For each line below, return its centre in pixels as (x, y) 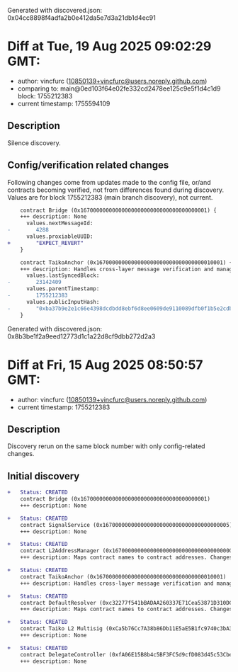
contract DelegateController (63, 654)
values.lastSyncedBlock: (63, 275)
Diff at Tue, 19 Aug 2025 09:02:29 (109, 46)
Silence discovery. (34, 143)
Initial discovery (44, 476)
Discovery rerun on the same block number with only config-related (106, 446)
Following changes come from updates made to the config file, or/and (109, 182)
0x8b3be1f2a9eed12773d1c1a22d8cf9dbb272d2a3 (81, 336)
